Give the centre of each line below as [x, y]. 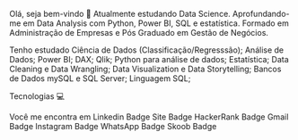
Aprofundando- [261, 14]
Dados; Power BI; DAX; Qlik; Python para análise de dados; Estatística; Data [149, 59]
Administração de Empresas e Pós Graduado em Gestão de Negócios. [139, 33]
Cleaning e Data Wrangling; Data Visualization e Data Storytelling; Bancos [145, 69]
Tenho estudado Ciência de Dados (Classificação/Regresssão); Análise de [147, 50]
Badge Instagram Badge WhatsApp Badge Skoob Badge [113, 126]
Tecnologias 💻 [37, 96]
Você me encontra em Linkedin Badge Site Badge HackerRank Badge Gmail [149, 117]
